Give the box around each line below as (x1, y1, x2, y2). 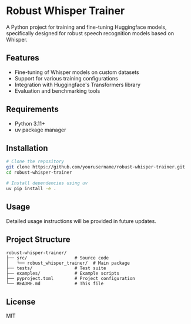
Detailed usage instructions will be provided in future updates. (6, 217, 157, 224)
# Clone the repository (6, 158, 65, 165)
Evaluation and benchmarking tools (14, 87, 100, 95)
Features (6, 53, 39, 63)
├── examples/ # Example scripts (6, 271, 119, 276)
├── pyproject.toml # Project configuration (6, 276, 135, 282)
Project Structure (6, 234, 71, 244)
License (6, 296, 36, 306)
